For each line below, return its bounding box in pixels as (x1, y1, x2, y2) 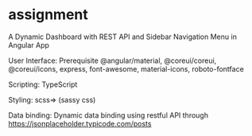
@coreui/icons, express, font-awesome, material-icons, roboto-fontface (8, 64, 244, 73)
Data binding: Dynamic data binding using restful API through (8, 110, 209, 120)
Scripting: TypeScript (8, 80, 78, 89)
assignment (8, 6, 89, 24)
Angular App (8, 40, 50, 49)
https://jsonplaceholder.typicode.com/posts (8, 119, 152, 128)
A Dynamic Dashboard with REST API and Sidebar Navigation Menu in (8, 32, 237, 41)
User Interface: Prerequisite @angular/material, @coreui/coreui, (8, 56, 217, 65)
